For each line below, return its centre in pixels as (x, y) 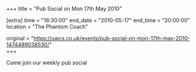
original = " (20, 38)
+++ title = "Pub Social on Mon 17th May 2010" (64, 9)
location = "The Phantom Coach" (47, 27)
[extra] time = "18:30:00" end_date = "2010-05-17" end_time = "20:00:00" (98, 20)
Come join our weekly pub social (47, 63)
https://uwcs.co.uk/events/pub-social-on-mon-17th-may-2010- (112, 38)
